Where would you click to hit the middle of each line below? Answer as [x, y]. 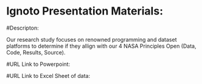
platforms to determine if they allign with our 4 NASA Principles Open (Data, [101, 46]
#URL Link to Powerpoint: [38, 64]
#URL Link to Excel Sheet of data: [48, 76]
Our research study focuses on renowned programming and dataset [92, 39]
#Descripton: [23, 28]
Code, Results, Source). [36, 52]
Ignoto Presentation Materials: [85, 11]
